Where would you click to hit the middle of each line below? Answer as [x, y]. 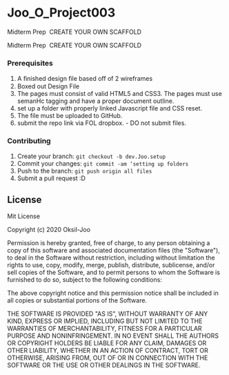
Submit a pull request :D [51, 178]
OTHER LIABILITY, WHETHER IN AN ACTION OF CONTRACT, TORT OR [108, 351]
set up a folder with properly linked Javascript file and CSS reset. [109, 108]
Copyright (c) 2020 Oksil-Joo [49, 230]
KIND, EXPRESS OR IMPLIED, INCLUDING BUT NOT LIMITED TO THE [105, 321]
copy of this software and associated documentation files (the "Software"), [114, 251]
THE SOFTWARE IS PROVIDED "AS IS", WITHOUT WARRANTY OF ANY [108, 314]
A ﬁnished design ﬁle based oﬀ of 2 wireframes [85, 79]
